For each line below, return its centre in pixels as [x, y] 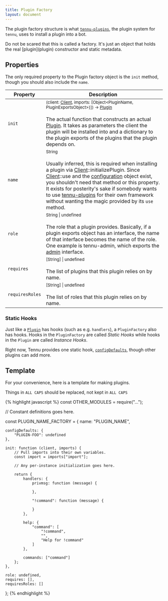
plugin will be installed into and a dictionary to [99, 132]
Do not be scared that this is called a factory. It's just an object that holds [80, 44]
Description [103, 95]
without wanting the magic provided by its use [99, 201]
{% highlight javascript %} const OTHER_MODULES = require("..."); [74, 402]
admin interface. [65, 252]
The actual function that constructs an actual [98, 119]
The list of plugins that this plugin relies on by [99, 271]
